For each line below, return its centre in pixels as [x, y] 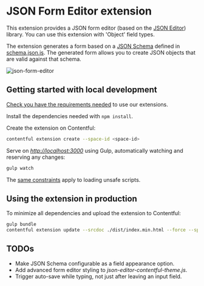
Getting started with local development [82, 90]
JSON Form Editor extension [79, 11]
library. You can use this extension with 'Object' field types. [80, 34]
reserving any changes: [36, 157]
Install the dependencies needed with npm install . [70, 116]
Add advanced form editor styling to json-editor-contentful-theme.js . [101, 270]
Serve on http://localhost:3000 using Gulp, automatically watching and [95, 150]
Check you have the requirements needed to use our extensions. [87, 104]
